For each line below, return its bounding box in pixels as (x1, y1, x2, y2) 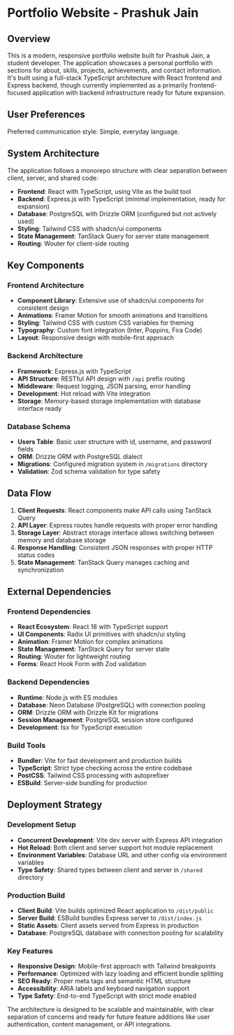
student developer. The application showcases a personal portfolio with (7, 59, 213, 67)
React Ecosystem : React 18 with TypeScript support (17, 623, 168, 631)
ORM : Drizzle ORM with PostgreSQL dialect (17, 452, 142, 460)
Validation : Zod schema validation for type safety (17, 467, 161, 475)
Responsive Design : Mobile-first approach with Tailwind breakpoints (17, 962, 217, 971)
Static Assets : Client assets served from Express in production (17, 921, 199, 929)
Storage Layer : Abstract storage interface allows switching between (17, 528, 214, 537)
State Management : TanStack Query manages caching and (17, 558, 190, 566)
